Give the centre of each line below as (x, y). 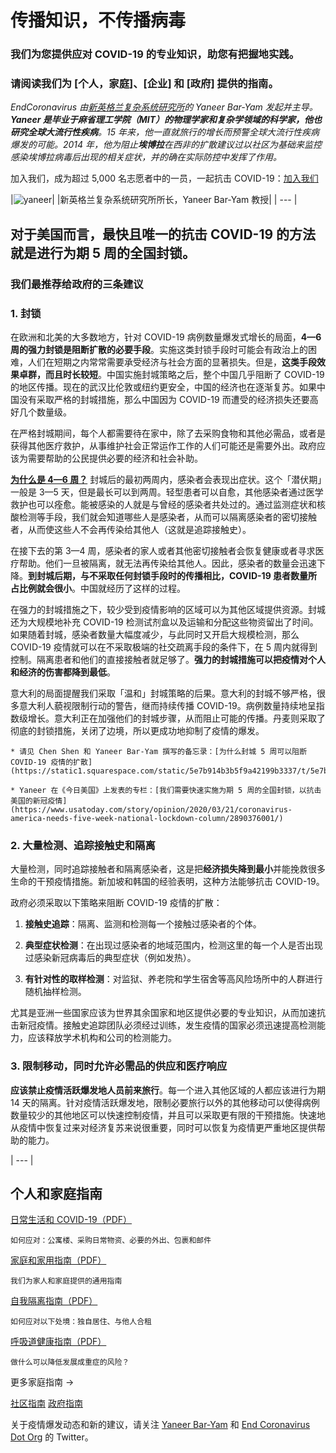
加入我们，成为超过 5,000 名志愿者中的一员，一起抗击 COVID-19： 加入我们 (164, 178)
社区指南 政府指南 (46, 1403)
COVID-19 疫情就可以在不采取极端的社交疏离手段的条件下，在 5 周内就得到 (164, 647)
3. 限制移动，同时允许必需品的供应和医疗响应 (119, 1066)
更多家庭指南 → (42, 1382)
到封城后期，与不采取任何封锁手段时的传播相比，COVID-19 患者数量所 (173, 576)
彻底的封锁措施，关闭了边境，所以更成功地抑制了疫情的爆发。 (137, 731)
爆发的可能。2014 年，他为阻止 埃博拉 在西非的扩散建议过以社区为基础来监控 (166, 145)
